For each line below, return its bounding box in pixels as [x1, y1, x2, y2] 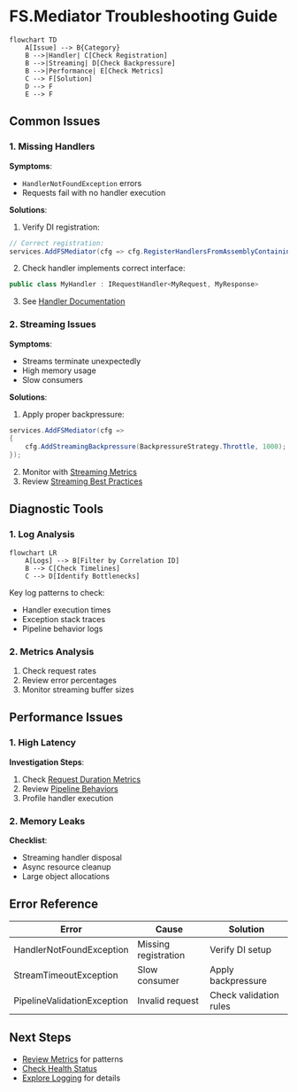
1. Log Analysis [9, 528, 75, 541]
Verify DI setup [209, 943, 272, 955]
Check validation [209, 988, 280, 1001]
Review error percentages [21, 675, 118, 686]
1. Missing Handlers [9, 140, 95, 152]
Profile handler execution [21, 792, 114, 803]
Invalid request [137, 994, 199, 1007]
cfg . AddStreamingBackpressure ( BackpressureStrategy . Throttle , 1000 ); [25, 442, 287, 451]
